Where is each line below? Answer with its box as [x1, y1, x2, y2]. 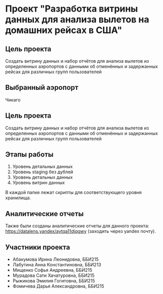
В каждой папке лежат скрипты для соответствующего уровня [5, 189, 142, 195]
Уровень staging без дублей [12, 169, 73, 175]
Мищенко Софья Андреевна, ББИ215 [12, 267, 93, 273]
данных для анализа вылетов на [5, 14, 149, 25]
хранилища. [5, 195, 31, 201]
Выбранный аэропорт [5, 83, 78, 92]
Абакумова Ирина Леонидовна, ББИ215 [12, 256, 99, 263]
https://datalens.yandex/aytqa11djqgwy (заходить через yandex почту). [5, 228, 156, 234]
